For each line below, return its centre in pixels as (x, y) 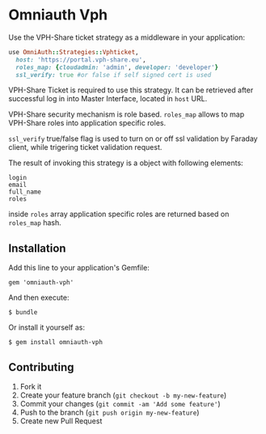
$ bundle (23, 313)
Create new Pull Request (61, 421)
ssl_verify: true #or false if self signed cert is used (114, 74)
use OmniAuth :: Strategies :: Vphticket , (74, 52)
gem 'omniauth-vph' (41, 283)
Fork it (31, 387)
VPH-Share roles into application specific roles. (87, 123)
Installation (37, 248)
